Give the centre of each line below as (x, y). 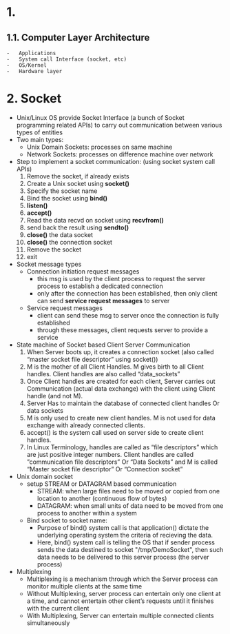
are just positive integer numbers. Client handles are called (110, 454)
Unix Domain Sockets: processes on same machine (100, 147)
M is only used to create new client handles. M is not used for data (121, 418)
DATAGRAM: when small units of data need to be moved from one (130, 505)
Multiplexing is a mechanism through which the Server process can (122, 579)
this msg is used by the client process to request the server (121, 278)
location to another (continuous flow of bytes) (102, 498)
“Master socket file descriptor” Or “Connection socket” (105, 469)
